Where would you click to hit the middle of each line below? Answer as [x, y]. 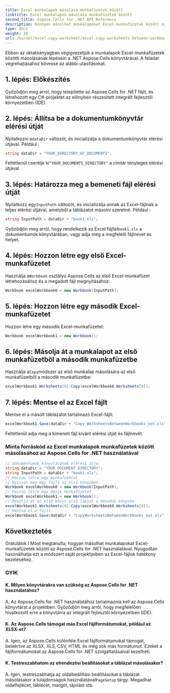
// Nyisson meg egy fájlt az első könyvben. [53, 482]
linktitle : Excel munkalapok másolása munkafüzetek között [69, 15]
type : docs [17, 29]
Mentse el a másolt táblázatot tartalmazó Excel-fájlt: [59, 414]
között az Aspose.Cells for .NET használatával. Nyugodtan [97, 549]
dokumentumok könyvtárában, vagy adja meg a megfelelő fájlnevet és [78, 235]
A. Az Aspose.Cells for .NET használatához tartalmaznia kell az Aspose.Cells [85, 602]
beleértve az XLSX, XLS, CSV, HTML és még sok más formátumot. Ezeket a [84, 646]
